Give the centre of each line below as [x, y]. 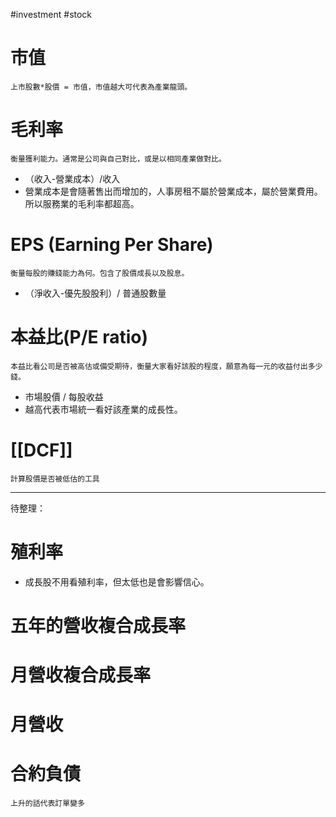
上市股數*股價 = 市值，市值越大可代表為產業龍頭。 [101, 87]
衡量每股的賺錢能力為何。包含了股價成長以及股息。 [100, 273]
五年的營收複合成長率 [98, 625]
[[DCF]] [41, 450]
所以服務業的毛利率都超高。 [82, 203]
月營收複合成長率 [81, 675]
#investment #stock [51, 14]
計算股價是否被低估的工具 [55, 479]
